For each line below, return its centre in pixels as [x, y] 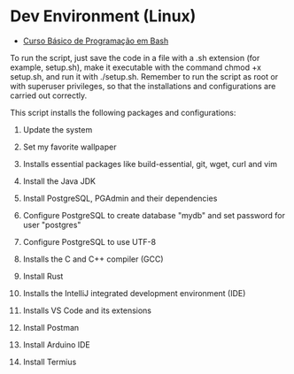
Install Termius [50, 362]
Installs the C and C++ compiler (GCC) [93, 259]
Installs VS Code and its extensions [87, 310]
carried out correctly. [49, 95]
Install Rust [43, 276]
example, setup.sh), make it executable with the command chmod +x [136, 67]
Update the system [58, 129]
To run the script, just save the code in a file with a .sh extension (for [135, 57]
